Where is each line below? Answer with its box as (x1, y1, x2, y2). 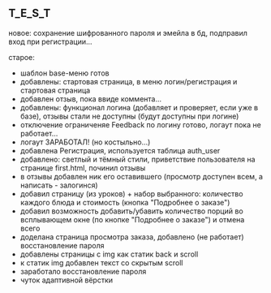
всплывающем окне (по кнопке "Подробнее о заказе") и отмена (19, 214, 245, 224)
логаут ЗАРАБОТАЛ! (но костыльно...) (19, 137, 151, 147)
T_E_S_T (8, 6, 51, 20)
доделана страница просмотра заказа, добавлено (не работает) (19, 231, 245, 242)
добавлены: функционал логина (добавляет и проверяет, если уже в (19, 102, 258, 112)
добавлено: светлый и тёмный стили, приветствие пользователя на (19, 154, 256, 164)
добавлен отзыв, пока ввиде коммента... (19, 93, 162, 104)
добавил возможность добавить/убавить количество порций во (19, 206, 243, 216)
